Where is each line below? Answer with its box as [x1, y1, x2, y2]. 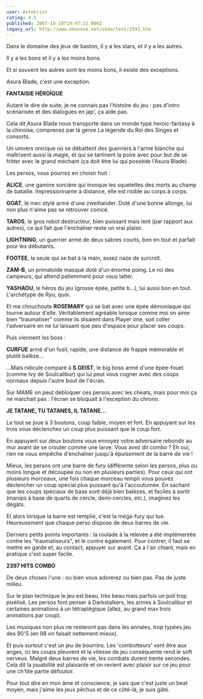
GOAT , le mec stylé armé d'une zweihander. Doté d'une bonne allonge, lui [6, 199, 193, 207]
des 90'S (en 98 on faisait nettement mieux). [6, 630, 118, 637]
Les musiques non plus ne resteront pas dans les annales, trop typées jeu [6, 623, 191, 631]
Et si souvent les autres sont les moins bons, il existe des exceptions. [6, 66, 180, 74]
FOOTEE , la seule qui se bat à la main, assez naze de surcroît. [6, 254, 162, 262]
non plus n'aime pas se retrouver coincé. [6, 206, 109, 213]
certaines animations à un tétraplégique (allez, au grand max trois [6, 605, 171, 612]
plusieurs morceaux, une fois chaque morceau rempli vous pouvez [6, 475, 174, 482]
